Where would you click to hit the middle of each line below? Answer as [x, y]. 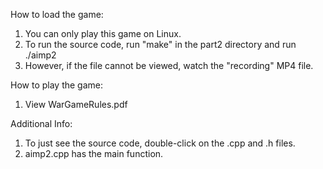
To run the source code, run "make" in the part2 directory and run [160, 44]
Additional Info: [41, 123]
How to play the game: [57, 85]
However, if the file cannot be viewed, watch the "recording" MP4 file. [169, 65]
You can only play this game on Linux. [103, 33]
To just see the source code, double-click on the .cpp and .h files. [160, 143]
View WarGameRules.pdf [76, 104]
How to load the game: [57, 14]
